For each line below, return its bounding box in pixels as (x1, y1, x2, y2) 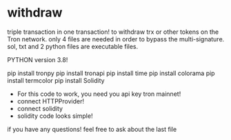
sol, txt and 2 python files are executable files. (7, 42, 139, 50)
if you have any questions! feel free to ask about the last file (7, 125, 177, 133)
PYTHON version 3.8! (7, 55, 68, 63)
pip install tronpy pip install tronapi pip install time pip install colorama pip (7, 69, 215, 77)
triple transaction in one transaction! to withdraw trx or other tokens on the (7, 28, 219, 36)
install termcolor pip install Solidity (7, 76, 105, 84)
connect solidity (17, 104, 63, 112)
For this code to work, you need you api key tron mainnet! (17, 90, 181, 98)
